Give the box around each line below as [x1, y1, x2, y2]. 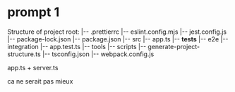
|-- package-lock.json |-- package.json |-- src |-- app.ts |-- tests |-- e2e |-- [7, 34, 229, 43]
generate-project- [147, 42, 200, 51]
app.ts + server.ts [7, 63, 59, 72]
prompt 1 [7, 4, 60, 20]
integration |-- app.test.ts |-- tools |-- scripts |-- [7, 42, 147, 51]
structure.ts [7, 50, 41, 58]
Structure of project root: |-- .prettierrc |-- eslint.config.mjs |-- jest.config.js [7, 27, 227, 36]
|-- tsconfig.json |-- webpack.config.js [42, 50, 155, 58]
